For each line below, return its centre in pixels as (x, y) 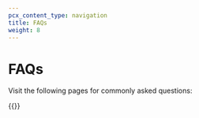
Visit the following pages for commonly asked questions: (100, 90)
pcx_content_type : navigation (58, 15)
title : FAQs (28, 23)
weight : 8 (24, 30)
